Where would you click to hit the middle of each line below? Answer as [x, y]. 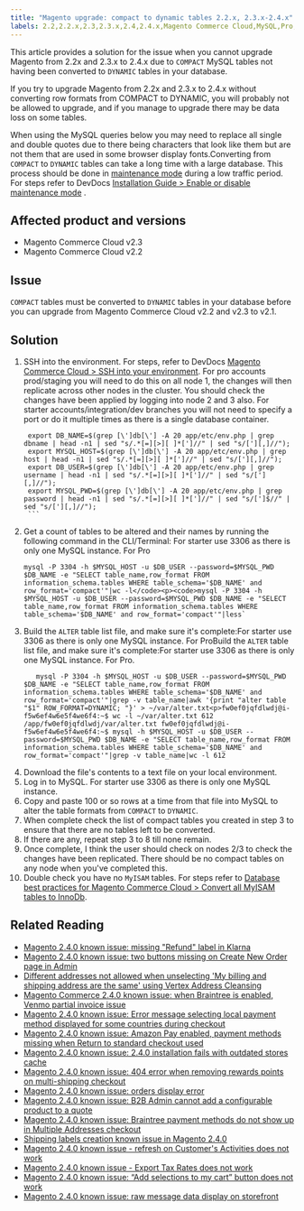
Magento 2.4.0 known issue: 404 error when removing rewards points [153, 1071]
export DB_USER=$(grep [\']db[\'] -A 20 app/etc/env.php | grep [151, 467]
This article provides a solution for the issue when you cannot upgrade [142, 51]
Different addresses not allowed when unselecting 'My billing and [145, 975]
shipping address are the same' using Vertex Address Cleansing [143, 985]
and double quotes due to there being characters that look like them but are [151, 144]
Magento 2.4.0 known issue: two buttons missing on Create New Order [155, 957]
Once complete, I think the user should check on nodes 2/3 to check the [157, 848]
